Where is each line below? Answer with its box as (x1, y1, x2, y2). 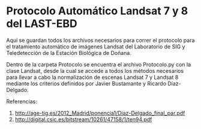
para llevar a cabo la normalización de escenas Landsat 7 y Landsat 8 (6, 73, 179, 81)
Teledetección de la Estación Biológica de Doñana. (6, 49, 132, 56)
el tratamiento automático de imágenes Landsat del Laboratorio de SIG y (6, 43, 185, 50)
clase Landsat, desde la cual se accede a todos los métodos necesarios (6, 67, 184, 74)
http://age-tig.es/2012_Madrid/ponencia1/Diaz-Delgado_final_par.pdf (14, 109, 185, 116)
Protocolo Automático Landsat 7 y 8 (6, 4, 188, 18)
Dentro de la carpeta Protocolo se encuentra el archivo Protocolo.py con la (6, 61, 191, 68)
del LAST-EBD (6, 17, 78, 30)
